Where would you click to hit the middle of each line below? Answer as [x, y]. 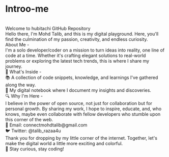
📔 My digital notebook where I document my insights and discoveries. [78, 90]
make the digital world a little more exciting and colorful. [64, 143]
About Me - [17, 44]
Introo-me [27, 9]
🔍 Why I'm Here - [24, 96]
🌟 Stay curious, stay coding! [35, 149]
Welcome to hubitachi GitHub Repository [48, 28]
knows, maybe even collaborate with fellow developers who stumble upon [83, 114]
